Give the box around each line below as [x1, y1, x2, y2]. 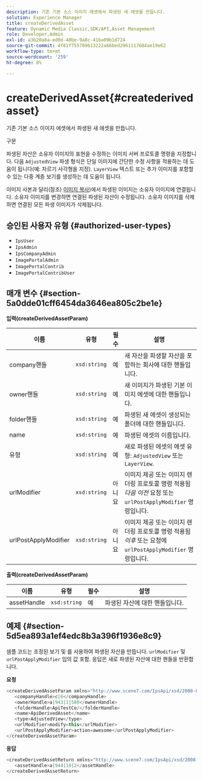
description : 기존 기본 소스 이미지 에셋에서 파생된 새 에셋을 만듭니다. [6, 8, 166, 15]
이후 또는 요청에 [124, 537, 167, 545]
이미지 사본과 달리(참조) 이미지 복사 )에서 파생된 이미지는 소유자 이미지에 [6, 186, 175, 193]
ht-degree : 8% [6, 59, 42, 65]
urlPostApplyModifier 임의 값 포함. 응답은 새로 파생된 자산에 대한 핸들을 [6, 655, 178, 663]
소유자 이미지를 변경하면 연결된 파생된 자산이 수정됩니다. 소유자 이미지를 [14, 193, 184, 200]
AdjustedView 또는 [133, 452, 184, 460]
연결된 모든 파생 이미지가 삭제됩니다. [17, 201, 103, 208]
